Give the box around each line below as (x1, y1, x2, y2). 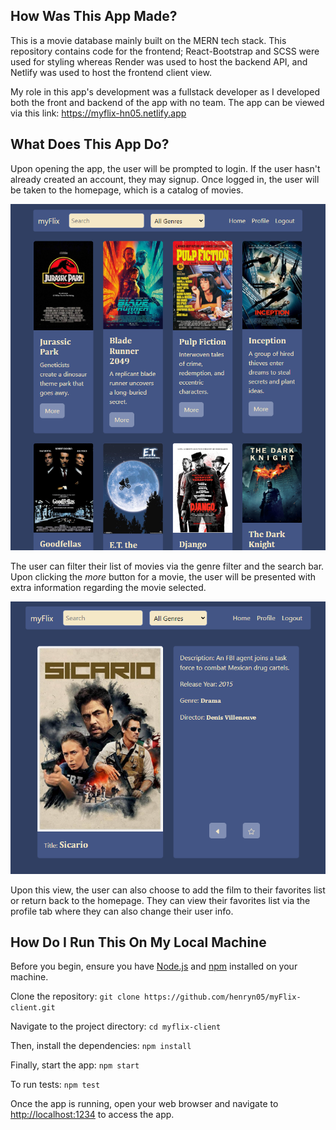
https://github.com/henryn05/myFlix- (144, 992, 302, 1003)
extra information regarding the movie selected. (10, 581, 207, 593)
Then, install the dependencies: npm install (10, 1040, 192, 1052)
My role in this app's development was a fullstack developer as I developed (10, 85, 321, 98)
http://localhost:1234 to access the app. (10, 1109, 175, 1121)
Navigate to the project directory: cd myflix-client (10, 1020, 222, 1033)
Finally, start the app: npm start (10, 1059, 140, 1071)
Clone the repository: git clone (10, 990, 140, 1003)
